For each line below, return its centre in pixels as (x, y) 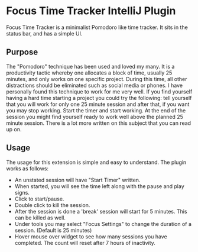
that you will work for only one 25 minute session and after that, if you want (98, 104)
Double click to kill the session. (52, 205)
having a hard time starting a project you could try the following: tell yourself (99, 98)
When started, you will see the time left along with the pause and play (99, 186)
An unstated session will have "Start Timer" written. (77, 180)
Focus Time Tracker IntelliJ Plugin (91, 11)
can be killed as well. (40, 218)
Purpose (22, 52)
